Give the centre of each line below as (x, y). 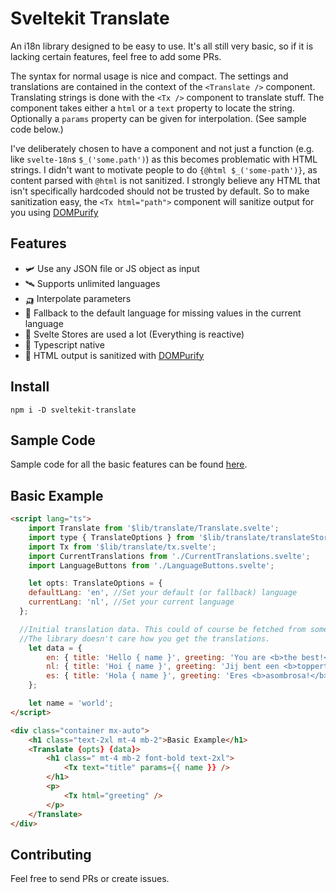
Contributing (51, 854)
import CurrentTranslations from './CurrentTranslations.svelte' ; (169, 556)
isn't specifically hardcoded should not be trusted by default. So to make (160, 191)
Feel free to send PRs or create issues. (90, 879)
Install (30, 387)
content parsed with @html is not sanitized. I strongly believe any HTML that (165, 180)
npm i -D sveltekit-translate (73, 410)
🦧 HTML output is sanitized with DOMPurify (114, 355)
